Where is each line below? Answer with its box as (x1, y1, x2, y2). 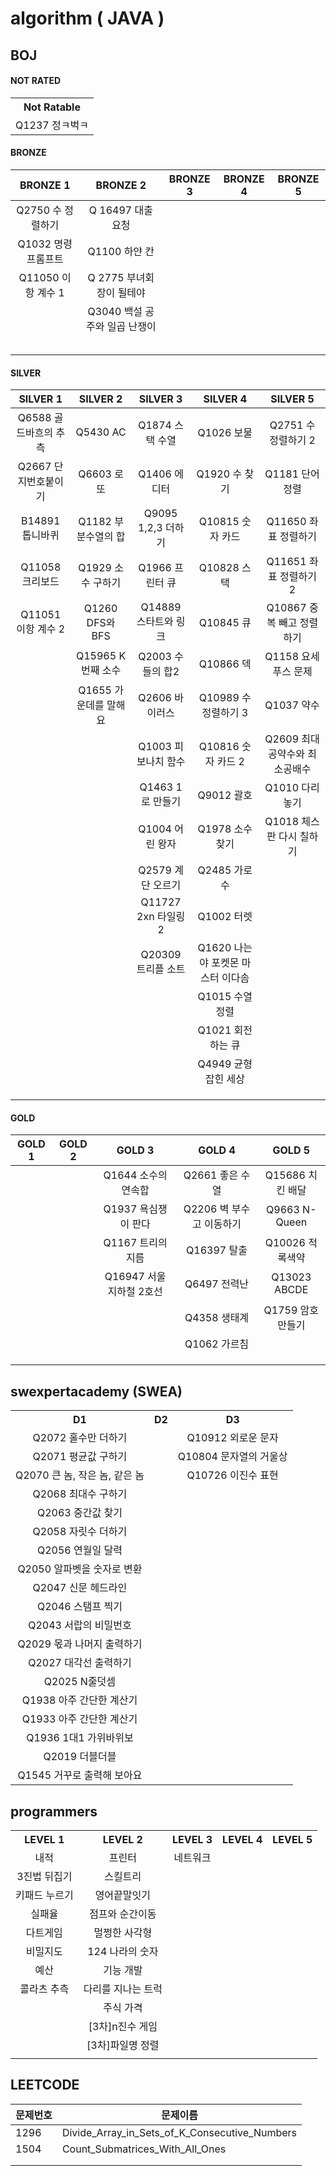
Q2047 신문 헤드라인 (32, 1581, 128, 1595)
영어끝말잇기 (94, 1888, 151, 1902)
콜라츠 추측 (19, 1982, 70, 1996)
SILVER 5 (270, 392, 315, 406)
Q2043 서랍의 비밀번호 (28, 1618, 132, 1632)
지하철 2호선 (107, 1285, 163, 1299)
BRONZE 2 (95, 178, 147, 192)
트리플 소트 (136, 962, 186, 976)
